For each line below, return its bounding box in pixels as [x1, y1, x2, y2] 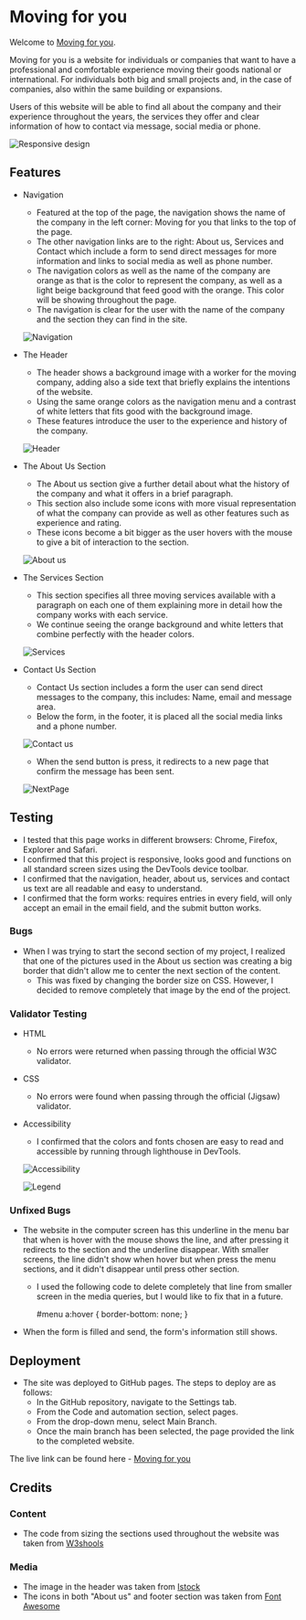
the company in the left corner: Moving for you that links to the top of [36, 217, 297, 228]
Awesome [22, 1601, 61, 1612]
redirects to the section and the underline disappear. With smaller [22, 1244, 269, 1255]
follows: [22, 1387, 53, 1398]
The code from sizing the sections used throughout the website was [22, 1528, 280, 1539]
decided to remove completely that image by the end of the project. [36, 985, 290, 996]
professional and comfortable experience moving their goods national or [9, 64, 281, 75]
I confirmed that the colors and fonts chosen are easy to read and [36, 1136, 284, 1147]
